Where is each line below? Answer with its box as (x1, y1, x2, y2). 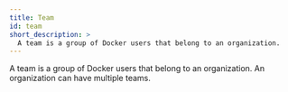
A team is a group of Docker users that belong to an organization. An (9, 63, 265, 74)
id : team (9, 22, 42, 31)
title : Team (9, 13, 54, 23)
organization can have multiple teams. (9, 73, 152, 84)
